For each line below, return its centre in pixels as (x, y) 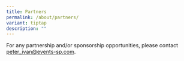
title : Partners (26, 12)
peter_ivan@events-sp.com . (41, 52)
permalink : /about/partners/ (43, 17)
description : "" (26, 28)
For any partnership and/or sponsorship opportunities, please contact (92, 45)
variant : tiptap (26, 23)
